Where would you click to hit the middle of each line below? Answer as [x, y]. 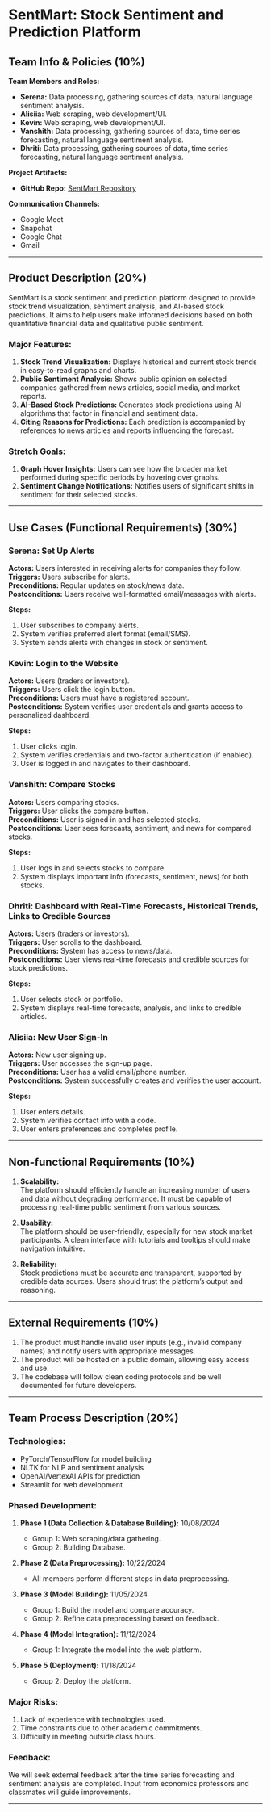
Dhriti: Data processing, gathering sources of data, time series [124, 148]
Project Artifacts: [38, 172]
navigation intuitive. [52, 1248]
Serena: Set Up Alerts [52, 551]
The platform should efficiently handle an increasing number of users [135, 1190]
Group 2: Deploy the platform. [81, 1680]
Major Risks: [33, 1701]
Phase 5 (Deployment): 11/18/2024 [78, 1665]
